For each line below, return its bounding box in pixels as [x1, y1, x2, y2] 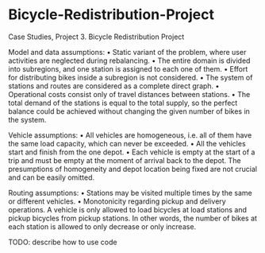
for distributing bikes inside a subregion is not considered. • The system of [8, 72, 253, 82]
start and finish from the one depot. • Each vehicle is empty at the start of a [8, 147, 255, 157]
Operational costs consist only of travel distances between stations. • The [8, 89, 251, 99]
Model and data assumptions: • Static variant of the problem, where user [8, 47, 247, 56]
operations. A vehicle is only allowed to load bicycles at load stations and [8, 204, 248, 214]
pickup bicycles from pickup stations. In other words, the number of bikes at [8, 213, 258, 223]
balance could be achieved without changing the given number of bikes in [8, 106, 250, 116]
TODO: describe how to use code [8, 237, 117, 247]
